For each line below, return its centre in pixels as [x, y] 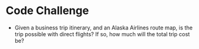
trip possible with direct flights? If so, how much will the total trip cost [102, 34]
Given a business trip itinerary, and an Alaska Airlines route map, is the [104, 28]
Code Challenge [47, 11]
